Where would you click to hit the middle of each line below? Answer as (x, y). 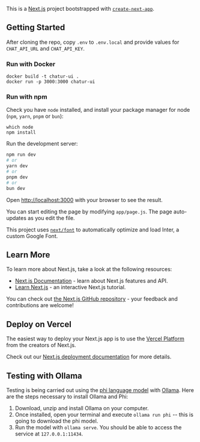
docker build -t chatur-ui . (43, 77)
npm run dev (21, 155)
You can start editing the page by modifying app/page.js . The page (89, 211)
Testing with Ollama (44, 376)
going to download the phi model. (56, 421)
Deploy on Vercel (39, 324)
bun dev (16, 188)
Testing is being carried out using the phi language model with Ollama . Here (100, 390)
